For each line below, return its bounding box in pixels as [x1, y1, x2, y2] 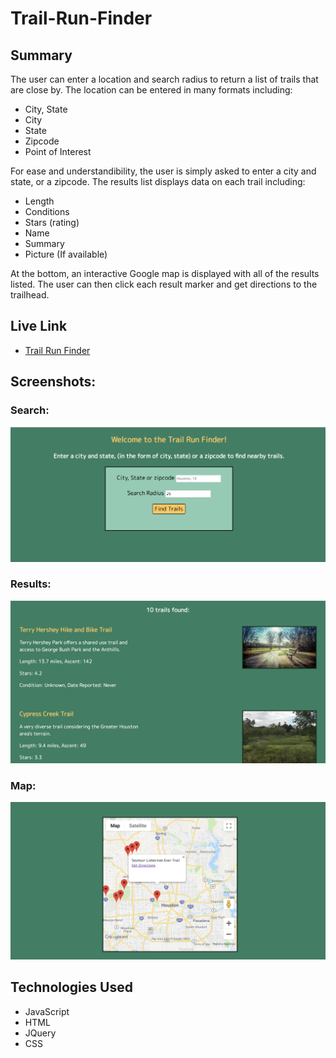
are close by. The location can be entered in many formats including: [10, 84, 293, 96]
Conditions [24, 206, 70, 217]
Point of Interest [24, 146, 92, 157]
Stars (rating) [24, 217, 80, 228]
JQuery [24, 1027, 57, 1039]
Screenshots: [10, 373, 97, 391]
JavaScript [24, 1005, 70, 1017]
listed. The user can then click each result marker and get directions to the [10, 278, 318, 290]
